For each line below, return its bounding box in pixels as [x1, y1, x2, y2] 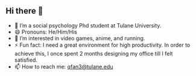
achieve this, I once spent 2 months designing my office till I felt [14, 50, 173, 57]
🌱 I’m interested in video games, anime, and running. [14, 34, 145, 42]
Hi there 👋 [5, 6, 43, 16]
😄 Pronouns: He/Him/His [14, 28, 78, 35]
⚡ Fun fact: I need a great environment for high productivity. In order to [14, 41, 191, 48]
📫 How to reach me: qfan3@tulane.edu [14, 63, 113, 70]
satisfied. [14, 56, 37, 63]
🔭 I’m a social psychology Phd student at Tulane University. [14, 22, 162, 29]
